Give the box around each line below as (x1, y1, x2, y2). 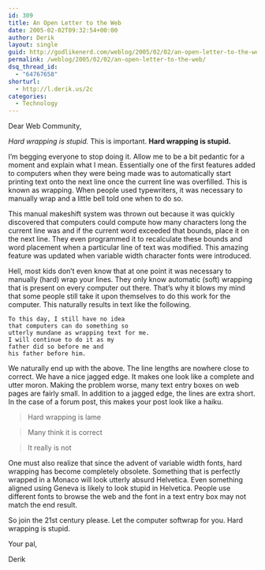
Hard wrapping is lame (27, 412, 101, 422)
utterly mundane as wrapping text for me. (8, 329, 150, 337)
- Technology (15, 99, 58, 107)
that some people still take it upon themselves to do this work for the (8, 291, 231, 301)
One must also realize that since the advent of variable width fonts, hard (8, 459, 242, 468)
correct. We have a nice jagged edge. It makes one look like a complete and (8, 372, 255, 381)
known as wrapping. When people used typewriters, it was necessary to (8, 186, 243, 195)
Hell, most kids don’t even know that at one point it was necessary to (8, 266, 232, 276)
